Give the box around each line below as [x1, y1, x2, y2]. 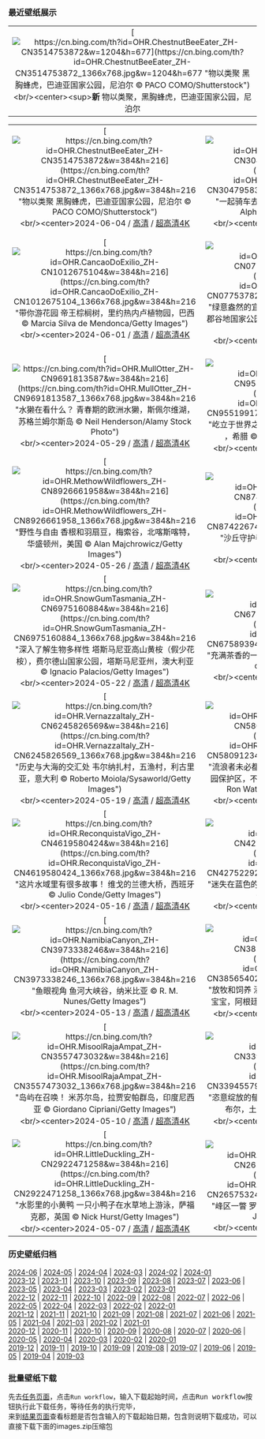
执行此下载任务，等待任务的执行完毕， [14, 1401, 140, 1411]
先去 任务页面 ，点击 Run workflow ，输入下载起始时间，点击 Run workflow [8, 1392, 246, 1401]
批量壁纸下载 [8, 1372, 58, 1383]
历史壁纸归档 [8, 1249, 58, 1260]
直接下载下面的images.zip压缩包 [8, 1421, 113, 1430]
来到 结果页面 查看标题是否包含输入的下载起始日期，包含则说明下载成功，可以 [8, 1411, 257, 1421]
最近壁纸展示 [8, 6, 58, 17]
